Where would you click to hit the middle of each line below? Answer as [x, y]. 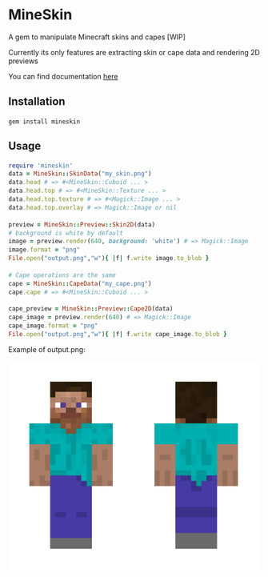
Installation [37, 102]
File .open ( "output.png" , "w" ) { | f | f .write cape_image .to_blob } [118, 335]
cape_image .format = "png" [53, 326]
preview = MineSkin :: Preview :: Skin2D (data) [82, 224]
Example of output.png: [47, 349]
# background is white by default [66, 233]
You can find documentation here [63, 76]
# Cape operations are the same [62, 275]
